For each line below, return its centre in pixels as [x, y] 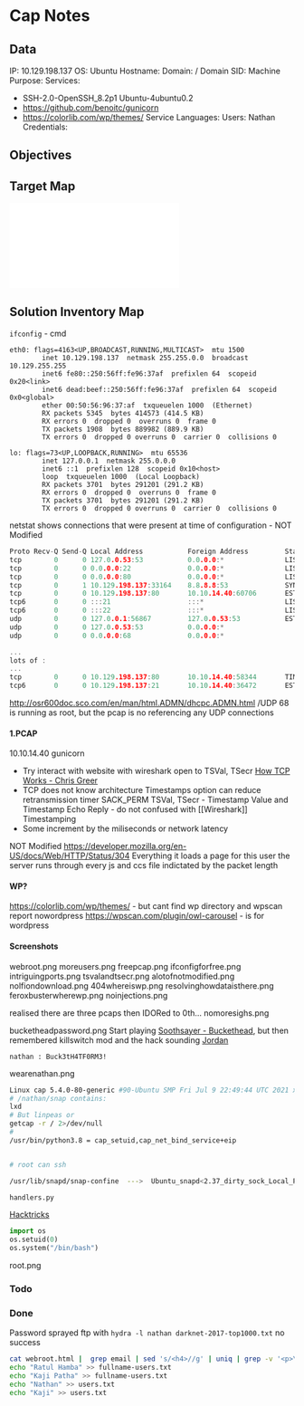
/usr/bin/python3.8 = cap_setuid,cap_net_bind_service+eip [123, 1140]
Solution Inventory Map [77, 312]
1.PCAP [24, 733]
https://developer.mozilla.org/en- [125, 846]
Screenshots [34, 946]
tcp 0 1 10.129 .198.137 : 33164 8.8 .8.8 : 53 [119, 585]
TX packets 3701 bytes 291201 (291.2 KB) [123, 501]
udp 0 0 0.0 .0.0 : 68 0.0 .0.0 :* [117, 636]
